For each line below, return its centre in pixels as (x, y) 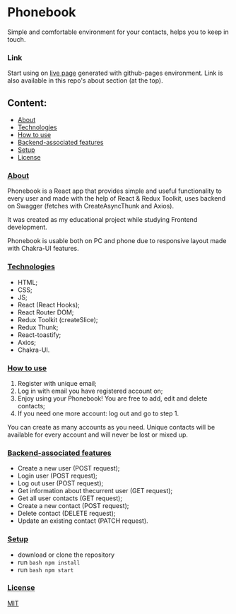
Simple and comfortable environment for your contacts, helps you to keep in (118, 32)
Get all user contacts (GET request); (70, 498)
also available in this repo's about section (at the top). (85, 81)
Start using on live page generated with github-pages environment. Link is (115, 73)
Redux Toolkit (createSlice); (58, 319)
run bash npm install (49, 562)
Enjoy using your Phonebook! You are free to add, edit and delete (112, 398)
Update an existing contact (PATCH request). (83, 521)
